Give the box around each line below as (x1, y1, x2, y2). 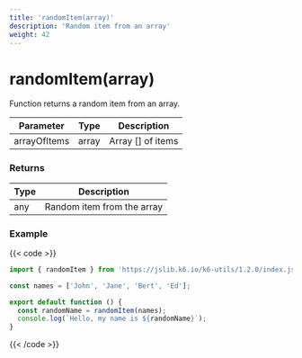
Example (9, 227, 49, 239)
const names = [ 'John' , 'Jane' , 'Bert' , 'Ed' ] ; (9, 281, 191, 291)
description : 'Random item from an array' (9, 22, 171, 31)
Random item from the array (44, 200, 164, 212)
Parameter (18, 120, 65, 132)
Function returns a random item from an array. (9, 98, 181, 109)
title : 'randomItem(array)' (9, 13, 115, 22)
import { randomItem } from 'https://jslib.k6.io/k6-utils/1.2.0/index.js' (9, 264, 299, 274)
